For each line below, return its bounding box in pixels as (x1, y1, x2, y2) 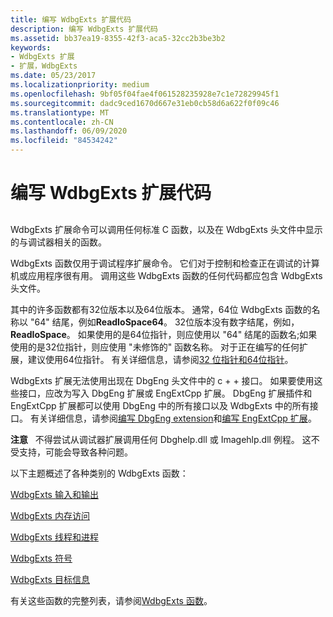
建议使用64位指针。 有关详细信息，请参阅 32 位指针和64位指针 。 (27, 353, 294, 365)
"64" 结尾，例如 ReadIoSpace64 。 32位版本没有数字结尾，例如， (29, 316, 300, 328)
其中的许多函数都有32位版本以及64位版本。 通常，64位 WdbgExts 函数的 (10, 303, 312, 315)
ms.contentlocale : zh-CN (10, 117, 114, 127)
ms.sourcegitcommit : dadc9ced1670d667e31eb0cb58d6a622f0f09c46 (10, 98, 280, 108)
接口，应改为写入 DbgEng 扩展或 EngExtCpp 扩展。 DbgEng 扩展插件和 (18, 387, 313, 399)
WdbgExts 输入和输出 (10, 488, 99, 500)
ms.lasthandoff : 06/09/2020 (10, 126, 128, 136)
